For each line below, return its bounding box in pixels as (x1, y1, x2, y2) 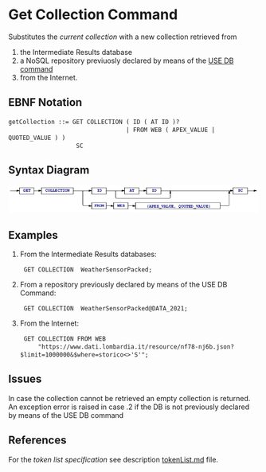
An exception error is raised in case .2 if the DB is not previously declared (8, 402, 249, 412)
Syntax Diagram (8, 163, 90, 177)
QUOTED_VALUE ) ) (8, 134, 66, 142)
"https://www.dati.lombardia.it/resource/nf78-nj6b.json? (37, 343, 235, 351)
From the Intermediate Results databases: (19, 249, 157, 259)
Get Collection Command (8, 6, 178, 24)
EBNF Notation (8, 96, 83, 109)
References (8, 434, 67, 447)
